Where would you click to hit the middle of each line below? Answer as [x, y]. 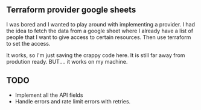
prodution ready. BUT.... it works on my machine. [67, 61]
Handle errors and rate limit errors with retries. [73, 101]
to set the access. [28, 43]
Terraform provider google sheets [71, 10]
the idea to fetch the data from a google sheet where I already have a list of [100, 31]
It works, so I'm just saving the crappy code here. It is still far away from [96, 55]
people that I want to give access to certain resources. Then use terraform [99, 37]
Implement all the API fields [49, 95]
